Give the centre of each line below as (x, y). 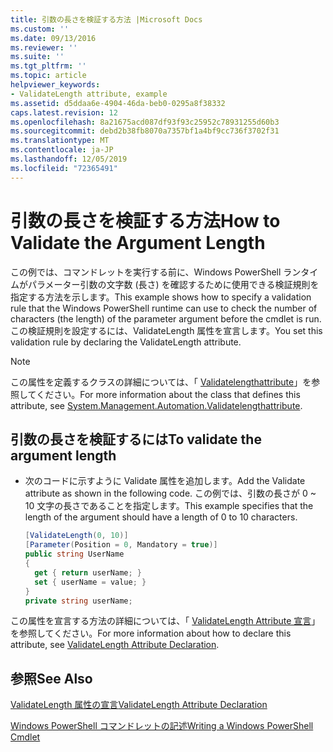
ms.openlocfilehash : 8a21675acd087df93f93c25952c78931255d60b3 (145, 122)
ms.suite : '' (37, 57)
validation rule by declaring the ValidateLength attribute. (126, 342)
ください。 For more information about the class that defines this (168, 394)
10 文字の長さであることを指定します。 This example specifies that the (169, 506)
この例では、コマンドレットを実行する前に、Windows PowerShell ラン (156, 272)
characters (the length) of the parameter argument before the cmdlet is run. (166, 318)
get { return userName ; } (88, 572)
